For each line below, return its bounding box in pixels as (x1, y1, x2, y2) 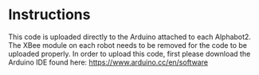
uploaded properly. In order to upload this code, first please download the (8, 49, 251, 58)
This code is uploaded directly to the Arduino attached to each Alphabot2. (8, 32, 251, 41)
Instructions (8, 6, 91, 24)
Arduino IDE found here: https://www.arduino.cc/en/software (8, 57, 209, 67)
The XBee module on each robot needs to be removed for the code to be (8, 40, 247, 49)
